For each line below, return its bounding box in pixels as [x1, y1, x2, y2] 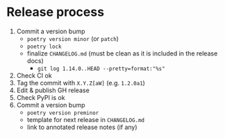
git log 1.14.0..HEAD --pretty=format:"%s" [37, 65, 165, 72]
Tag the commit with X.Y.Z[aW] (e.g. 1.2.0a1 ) [16, 78, 145, 87]
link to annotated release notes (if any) [26, 123, 137, 131]
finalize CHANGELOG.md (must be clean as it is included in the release [26, 49, 218, 58]
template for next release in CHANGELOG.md [26, 115, 145, 123]
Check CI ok [16, 71, 53, 80]
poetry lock [26, 43, 62, 50]
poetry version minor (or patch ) [26, 34, 119, 42]
